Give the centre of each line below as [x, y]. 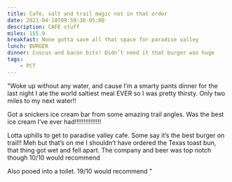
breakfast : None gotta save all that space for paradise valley [103, 40]
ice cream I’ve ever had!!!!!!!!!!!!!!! [54, 121]
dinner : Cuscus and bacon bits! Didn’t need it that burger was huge [111, 53]
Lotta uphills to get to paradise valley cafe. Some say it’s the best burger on [116, 135]
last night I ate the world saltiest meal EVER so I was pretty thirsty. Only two [116, 93]
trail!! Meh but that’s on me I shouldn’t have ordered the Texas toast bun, [112, 142]
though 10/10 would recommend [54, 157]
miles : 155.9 [26, 33]
